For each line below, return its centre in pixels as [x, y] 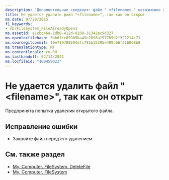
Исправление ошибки [41, 126]
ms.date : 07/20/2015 [27, 19]
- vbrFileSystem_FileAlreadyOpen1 [41, 29]
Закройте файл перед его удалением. [53, 139]
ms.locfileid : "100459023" [33, 61]
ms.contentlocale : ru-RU [31, 52]
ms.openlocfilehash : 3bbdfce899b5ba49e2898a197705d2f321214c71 [73, 38]
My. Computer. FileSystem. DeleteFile [51, 166]
